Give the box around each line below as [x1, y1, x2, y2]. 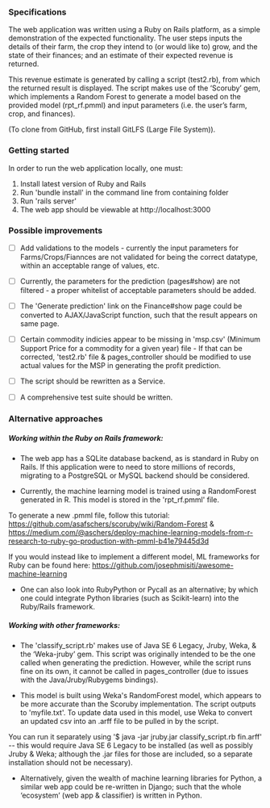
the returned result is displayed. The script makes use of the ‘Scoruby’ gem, [8, 83, 260, 93]
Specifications [8, 6, 67, 18]
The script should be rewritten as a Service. [19, 376, 166, 386]
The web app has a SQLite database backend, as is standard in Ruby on [19, 454, 260, 463]
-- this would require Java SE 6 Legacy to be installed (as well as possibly [8, 741, 254, 751]
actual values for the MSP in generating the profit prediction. [19, 361, 222, 371]
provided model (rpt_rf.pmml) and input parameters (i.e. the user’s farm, [8, 100, 247, 111]
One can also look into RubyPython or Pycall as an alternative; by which [19, 584, 259, 595]
